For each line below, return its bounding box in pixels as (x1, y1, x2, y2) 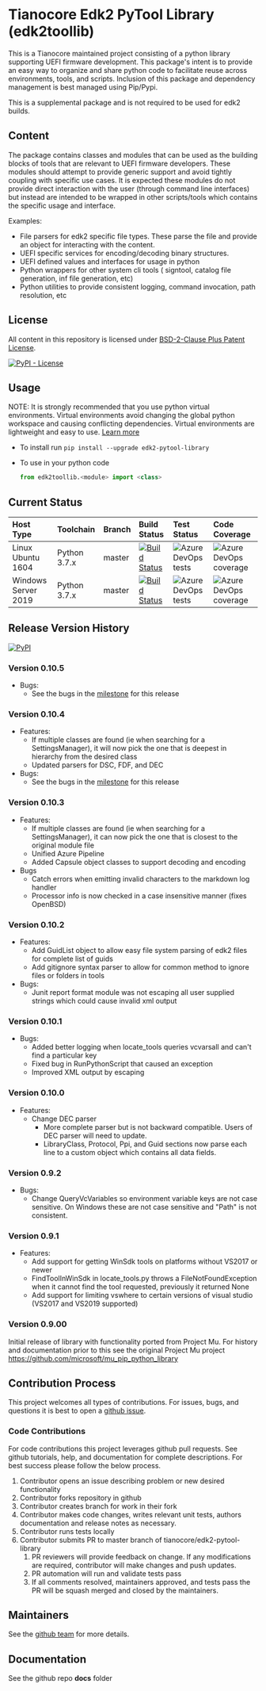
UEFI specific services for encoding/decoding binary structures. (19, 248, 230, 258)
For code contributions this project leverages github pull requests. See (8, 1444, 238, 1453)
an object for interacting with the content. (19, 239, 156, 249)
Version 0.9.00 (8, 1318, 67, 1329)
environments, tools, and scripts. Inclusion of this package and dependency (8, 74, 256, 83)
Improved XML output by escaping (31, 1068, 145, 1077)
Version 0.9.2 (8, 1167, 62, 1178)
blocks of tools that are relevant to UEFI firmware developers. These (8, 159, 231, 168)
